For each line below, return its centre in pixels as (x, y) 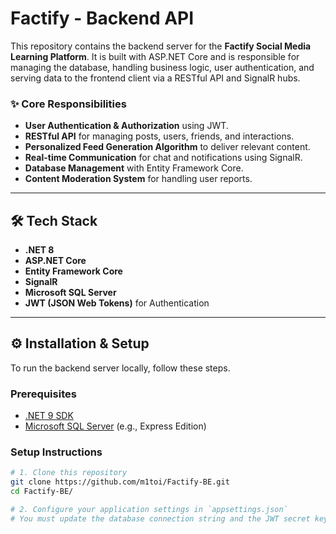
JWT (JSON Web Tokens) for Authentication (117, 303)
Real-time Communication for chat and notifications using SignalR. (163, 158)
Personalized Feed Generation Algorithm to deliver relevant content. (167, 147)
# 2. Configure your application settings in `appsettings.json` (149, 510)
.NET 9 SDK (49, 416)
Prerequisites (43, 394)
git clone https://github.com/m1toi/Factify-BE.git (120, 482)
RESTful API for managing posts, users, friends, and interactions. (159, 136)
